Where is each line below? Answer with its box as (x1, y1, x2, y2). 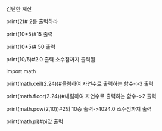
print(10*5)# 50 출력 (6, 43, 55, 50)
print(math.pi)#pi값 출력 (6, 118, 64, 125)
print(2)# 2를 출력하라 (6, 18, 58, 25)
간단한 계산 (6, 5, 32, 12)
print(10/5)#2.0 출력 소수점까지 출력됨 (6, 56, 95, 63)
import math (6, 68, 36, 74)
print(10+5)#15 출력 (6, 30, 54, 38)
